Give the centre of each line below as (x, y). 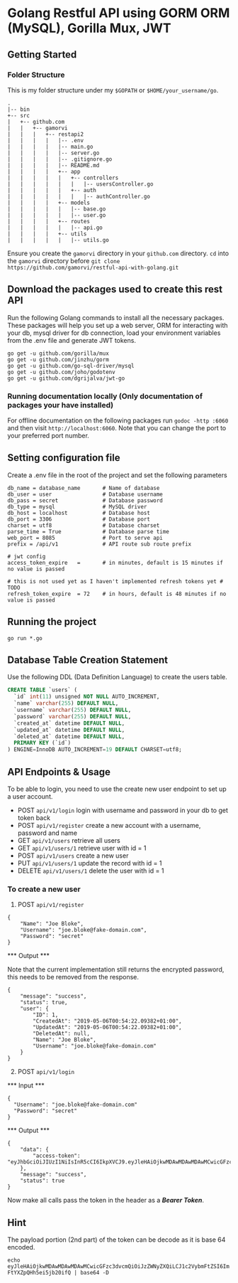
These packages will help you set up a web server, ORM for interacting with (118, 325)
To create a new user (44, 889)
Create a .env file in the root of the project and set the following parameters (118, 475)
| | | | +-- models (49, 203)
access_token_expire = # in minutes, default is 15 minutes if (115, 563)
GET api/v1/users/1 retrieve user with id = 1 (82, 848)
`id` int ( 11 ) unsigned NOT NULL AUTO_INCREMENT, (87, 697)
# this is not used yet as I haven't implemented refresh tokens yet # (115, 581)
